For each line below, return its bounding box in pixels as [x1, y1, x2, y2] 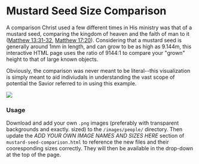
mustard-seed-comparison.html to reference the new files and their [6, 138, 169, 146]
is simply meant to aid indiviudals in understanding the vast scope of [6, 73, 175, 81]
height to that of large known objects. [6, 55, 99, 63]
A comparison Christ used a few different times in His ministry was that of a [6, 24, 192, 31]
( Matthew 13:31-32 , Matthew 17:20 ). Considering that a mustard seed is [6, 36, 182, 44]
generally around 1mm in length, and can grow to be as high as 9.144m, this [6, 43, 192, 50]
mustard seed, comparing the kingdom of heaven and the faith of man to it [6, 30, 190, 37]
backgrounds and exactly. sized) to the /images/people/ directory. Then [6, 126, 183, 133]
